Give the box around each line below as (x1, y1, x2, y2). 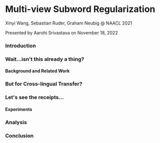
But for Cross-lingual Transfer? (5, 80, 82, 87)
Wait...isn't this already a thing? (5, 55, 84, 62)
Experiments (5, 106, 32, 112)
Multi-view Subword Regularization (5, 3, 155, 15)
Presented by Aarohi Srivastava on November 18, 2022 (5, 29, 118, 35)
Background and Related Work (5, 68, 70, 74)
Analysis (5, 118, 27, 125)
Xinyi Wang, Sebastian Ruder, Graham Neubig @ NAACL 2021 (5, 20, 132, 26)
